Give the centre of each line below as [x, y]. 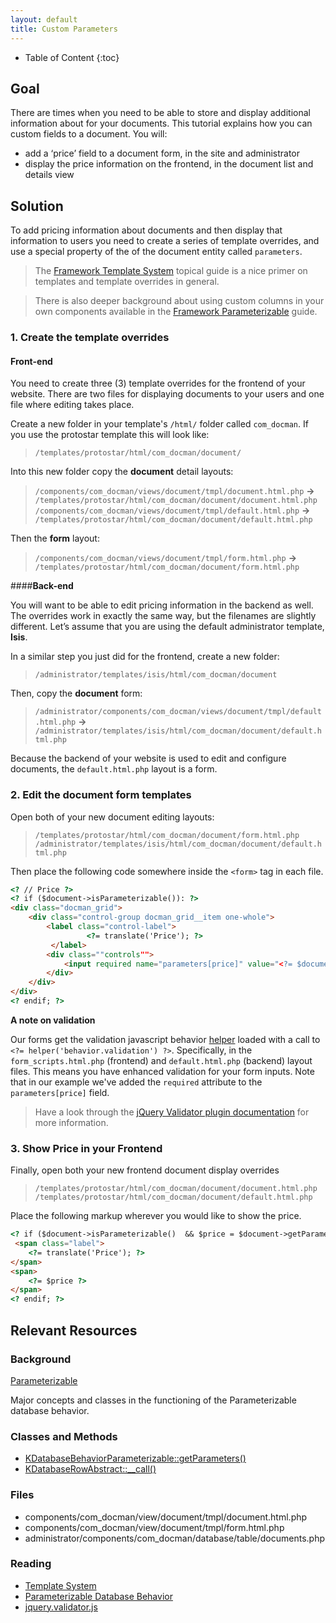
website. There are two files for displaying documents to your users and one [167, 394]
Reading [31, 1564]
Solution [37, 206]
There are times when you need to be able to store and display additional [160, 113]
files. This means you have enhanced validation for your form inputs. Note [162, 1071]
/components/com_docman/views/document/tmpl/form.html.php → [165, 558]
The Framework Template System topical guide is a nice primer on [171, 271]
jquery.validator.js [61, 1607]
